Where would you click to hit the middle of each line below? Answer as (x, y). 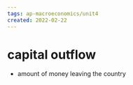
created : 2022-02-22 (37, 20)
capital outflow (52, 55)
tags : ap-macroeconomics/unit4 (53, 14)
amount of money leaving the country (71, 74)
